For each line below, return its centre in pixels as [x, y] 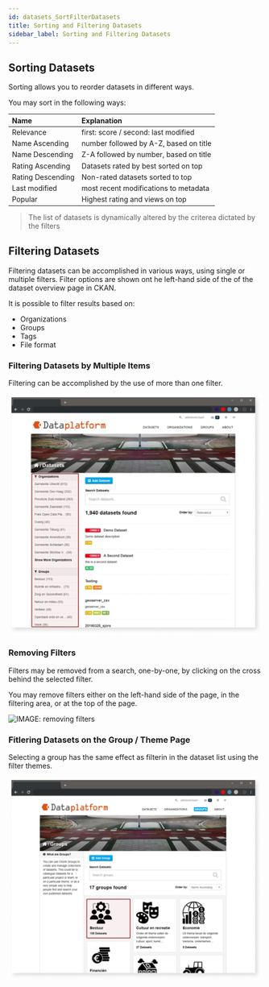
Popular [25, 199]
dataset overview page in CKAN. [62, 288]
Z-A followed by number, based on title [147, 155]
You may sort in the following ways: [67, 103]
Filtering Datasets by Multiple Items [79, 365]
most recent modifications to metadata [146, 189]
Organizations [43, 319]
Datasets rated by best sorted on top [142, 166]
